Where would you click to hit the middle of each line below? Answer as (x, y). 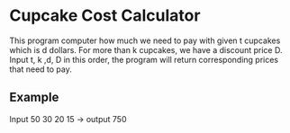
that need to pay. (41, 69)
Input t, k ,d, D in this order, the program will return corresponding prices (144, 59)
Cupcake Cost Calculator (105, 16)
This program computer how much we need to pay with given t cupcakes (145, 40)
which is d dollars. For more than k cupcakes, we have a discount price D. (146, 49)
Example (34, 98)
